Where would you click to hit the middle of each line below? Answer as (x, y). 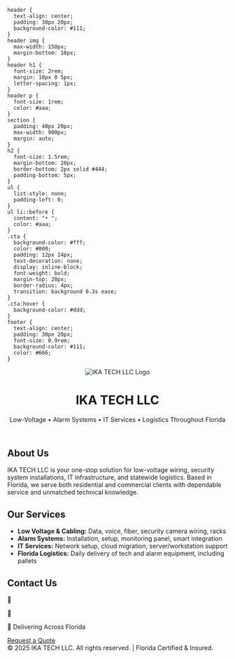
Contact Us (32, 583)
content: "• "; (36, 218)
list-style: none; (41, 194)
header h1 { (24, 65)
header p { (23, 96)
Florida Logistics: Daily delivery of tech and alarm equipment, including (121, 553)
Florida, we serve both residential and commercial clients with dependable (114, 485)
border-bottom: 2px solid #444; (61, 169)
